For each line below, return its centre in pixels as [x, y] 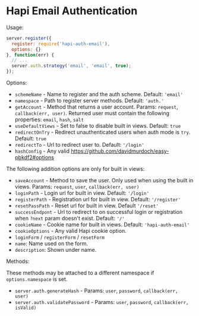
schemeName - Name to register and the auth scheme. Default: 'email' [99, 94]
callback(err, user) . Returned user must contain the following [92, 113]
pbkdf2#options [34, 157]
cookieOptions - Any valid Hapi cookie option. [70, 231]
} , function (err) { [30, 55]
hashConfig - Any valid [42, 151]
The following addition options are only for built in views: [75, 169]
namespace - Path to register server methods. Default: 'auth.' [89, 101]
